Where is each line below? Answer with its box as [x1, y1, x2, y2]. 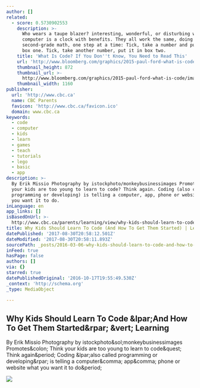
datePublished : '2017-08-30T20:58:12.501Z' [6, 230, 116, 236]
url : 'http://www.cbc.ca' [11, 92, 76, 98]
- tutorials [11, 153, 42, 159]
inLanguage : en [6, 203, 44, 209]
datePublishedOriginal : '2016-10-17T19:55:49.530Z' [6, 275, 137, 281]
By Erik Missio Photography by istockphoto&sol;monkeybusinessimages [6, 338, 183, 346]
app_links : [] [6, 208, 42, 215]
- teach [11, 147, 31, 153]
